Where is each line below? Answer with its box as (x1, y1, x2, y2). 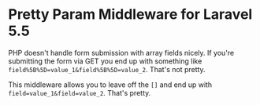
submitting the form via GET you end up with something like (8, 56, 202, 66)
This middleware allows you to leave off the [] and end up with (8, 80, 213, 89)
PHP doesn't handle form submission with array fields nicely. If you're (8, 48, 235, 57)
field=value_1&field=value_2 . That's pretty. (8, 88, 151, 97)
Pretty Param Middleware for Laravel (8, 5, 253, 24)
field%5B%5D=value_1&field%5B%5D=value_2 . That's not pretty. (8, 64, 206, 74)
